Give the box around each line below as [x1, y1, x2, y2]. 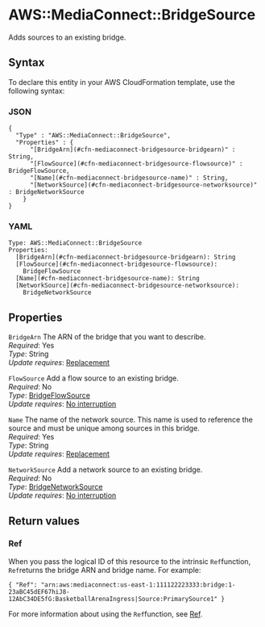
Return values [8, 514, 81, 528]
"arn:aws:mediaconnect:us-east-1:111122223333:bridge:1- [40, 580, 236, 589]
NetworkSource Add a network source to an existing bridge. [8, 465, 203, 474]
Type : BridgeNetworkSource [8, 482, 103, 492]
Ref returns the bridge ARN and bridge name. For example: [8, 565, 201, 574]
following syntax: [8, 86, 65, 95]
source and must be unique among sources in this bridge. [8, 423, 200, 433]
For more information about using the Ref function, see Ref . [8, 608, 203, 619]
